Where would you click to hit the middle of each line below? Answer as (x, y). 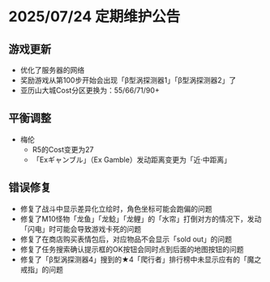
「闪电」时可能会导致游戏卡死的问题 (81, 229)
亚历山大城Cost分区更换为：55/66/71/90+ (90, 90)
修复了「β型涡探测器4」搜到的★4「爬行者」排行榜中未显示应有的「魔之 (141, 259)
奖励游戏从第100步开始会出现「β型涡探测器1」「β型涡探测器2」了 (128, 80)
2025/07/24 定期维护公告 (94, 17)
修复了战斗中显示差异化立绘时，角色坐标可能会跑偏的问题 (116, 208)
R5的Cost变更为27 (63, 149)
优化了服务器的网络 (52, 70)
